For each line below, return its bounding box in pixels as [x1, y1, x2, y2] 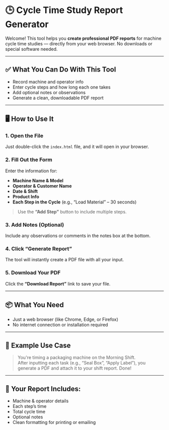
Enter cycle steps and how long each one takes [12, 84, 111, 90]
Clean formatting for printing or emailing [12, 419, 96, 425]
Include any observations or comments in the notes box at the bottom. [5, 233, 151, 239]
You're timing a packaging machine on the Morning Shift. [17, 354, 136, 361]
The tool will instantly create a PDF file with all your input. [5, 257, 124, 263]
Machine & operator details [12, 398, 69, 404]
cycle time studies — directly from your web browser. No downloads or [5, 40, 152, 46]
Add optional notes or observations [12, 89, 86, 95]
